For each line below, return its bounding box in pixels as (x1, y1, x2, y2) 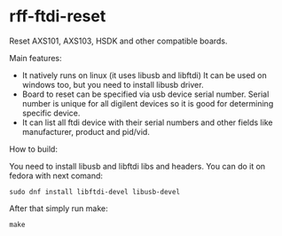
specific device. (21, 107, 81, 118)
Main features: (9, 52, 62, 63)
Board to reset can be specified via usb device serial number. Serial (21, 89, 270, 99)
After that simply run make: (9, 202, 108, 214)
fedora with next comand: (9, 170, 104, 181)
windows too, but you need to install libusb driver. (21, 79, 204, 90)
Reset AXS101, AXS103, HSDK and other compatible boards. (9, 35, 228, 46)
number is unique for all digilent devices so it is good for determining (21, 98, 274, 108)
